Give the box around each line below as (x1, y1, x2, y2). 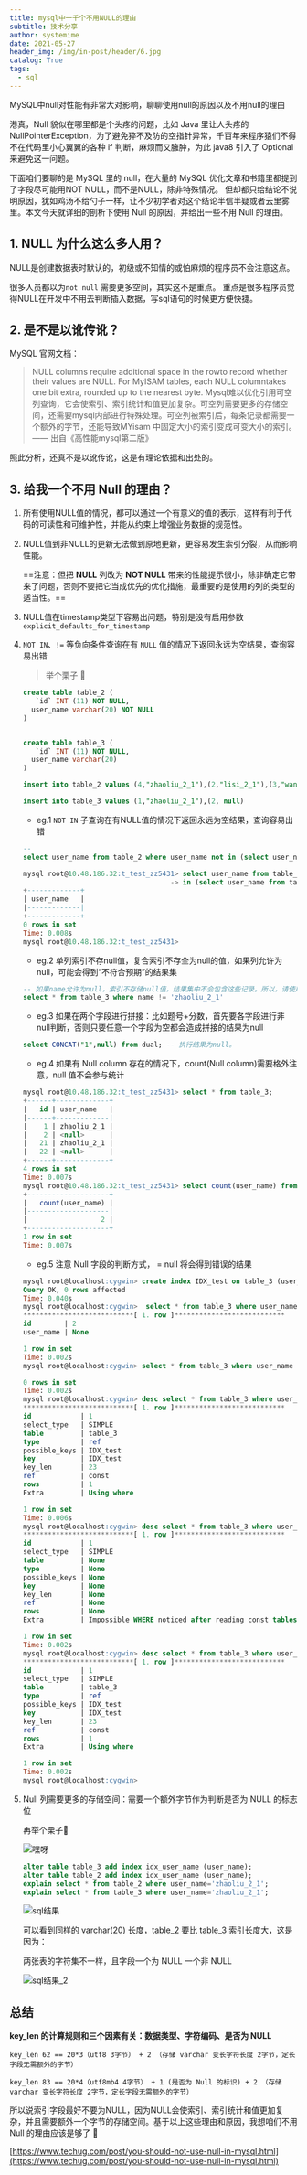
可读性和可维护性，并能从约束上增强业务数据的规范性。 (38, 519, 248, 530)
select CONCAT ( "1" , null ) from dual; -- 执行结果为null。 (22, 1040, 236, 1050)
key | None (22, 1581, 105, 1591)
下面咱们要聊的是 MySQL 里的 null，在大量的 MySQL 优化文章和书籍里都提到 (9, 172, 298, 183)
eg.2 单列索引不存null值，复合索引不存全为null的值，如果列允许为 (36, 955, 283, 966)
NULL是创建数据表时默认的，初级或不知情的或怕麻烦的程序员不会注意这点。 (9, 262, 295, 273)
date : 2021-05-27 (9, 38, 76, 48)
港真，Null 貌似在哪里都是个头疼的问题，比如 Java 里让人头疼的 (9, 118, 249, 129)
